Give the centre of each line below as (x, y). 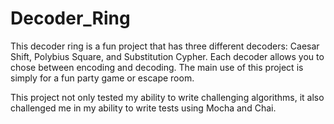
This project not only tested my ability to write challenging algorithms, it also (167, 97)
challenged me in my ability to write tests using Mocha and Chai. (143, 108)
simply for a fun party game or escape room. (102, 78)
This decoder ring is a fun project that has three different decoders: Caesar (165, 46)
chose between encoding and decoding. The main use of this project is (157, 67)
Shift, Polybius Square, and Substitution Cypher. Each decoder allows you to (167, 56)
